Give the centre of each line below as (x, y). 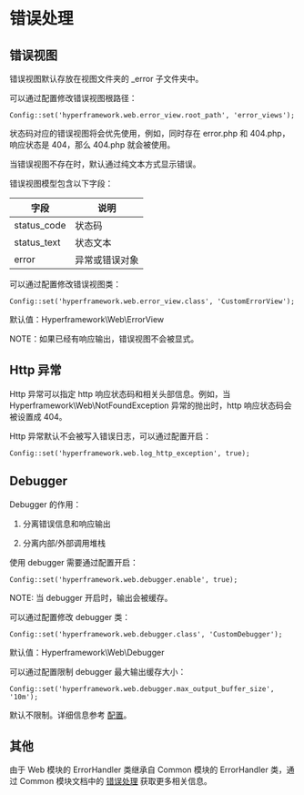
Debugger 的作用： (46, 504)
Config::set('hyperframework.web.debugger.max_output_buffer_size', (142, 688)
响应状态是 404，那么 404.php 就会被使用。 (92, 145)
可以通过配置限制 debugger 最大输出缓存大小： (98, 671)
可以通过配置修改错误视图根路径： (73, 98)
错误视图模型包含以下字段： (61, 183)
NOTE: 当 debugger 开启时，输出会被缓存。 (91, 597)
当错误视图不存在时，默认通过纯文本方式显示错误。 (105, 164)
